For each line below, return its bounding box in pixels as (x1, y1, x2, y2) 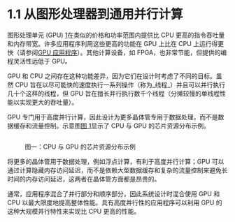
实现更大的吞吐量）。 (19, 98, 78, 106)
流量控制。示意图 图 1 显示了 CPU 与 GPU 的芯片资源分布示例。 (31, 121, 210, 130)
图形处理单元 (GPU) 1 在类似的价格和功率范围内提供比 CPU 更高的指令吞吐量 (7, 31, 225, 39)
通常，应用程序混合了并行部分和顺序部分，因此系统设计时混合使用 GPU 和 (7, 189, 220, 198)
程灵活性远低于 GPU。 (7, 57, 71, 65)
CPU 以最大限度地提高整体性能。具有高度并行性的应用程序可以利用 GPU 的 (7, 198, 222, 207)
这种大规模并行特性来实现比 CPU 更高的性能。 (7, 207, 141, 215)
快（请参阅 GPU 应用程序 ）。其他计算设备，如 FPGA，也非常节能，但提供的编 (7, 48, 227, 57)
